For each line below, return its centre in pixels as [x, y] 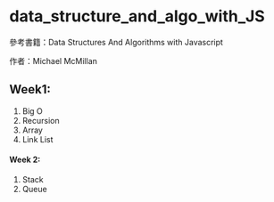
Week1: [30, 89]
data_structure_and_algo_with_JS [137, 16]
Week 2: [25, 160]
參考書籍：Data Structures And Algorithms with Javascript [116, 42]
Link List [37, 139]
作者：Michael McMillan [54, 61]
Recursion [41, 120]
